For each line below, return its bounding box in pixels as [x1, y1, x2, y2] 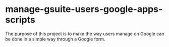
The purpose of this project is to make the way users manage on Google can [5, 30, 164, 36]
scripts [5, 14, 35, 25]
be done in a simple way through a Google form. [5, 36, 105, 42]
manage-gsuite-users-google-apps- [5, 3, 163, 15]
